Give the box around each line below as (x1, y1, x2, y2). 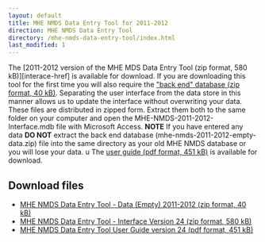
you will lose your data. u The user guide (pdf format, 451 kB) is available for (8, 148, 258, 157)
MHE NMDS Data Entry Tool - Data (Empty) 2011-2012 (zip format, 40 (19, 199, 247, 209)
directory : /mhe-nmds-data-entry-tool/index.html (8, 33, 176, 42)
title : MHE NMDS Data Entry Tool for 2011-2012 (8, 19, 169, 27)
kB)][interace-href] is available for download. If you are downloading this (8, 71, 246, 81)
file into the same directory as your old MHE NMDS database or (38, 139, 247, 148)
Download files (8, 179, 85, 192)
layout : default (8, 11, 62, 20)
